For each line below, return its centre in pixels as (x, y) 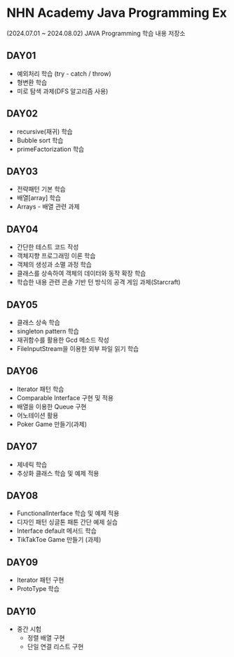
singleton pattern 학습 (48, 331)
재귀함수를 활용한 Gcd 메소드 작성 (63, 340)
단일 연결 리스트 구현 (55, 646)
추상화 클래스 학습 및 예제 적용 (58, 473)
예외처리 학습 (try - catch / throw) (64, 73)
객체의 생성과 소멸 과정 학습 (54, 265)
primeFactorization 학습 (50, 149)
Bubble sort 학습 (40, 140)
